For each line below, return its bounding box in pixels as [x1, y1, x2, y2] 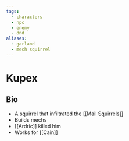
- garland [11, 41, 35, 47]
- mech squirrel [11, 47, 51, 52]
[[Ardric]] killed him [14, 122, 61, 129]
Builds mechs [14, 116, 48, 123]
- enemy [11, 24, 30, 31]
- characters [11, 14, 43, 20]
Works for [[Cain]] [14, 129, 58, 136]
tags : [6, 8, 19, 15]
